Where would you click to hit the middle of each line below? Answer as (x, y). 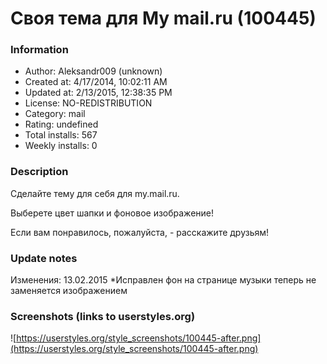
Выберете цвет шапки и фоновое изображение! (112, 213)
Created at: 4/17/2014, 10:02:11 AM (96, 82)
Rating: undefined (61, 124)
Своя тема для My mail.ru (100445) (163, 18)
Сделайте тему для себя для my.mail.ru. (95, 193)
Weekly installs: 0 (61, 146)
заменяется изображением (69, 291)
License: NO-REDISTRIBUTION (88, 103)
